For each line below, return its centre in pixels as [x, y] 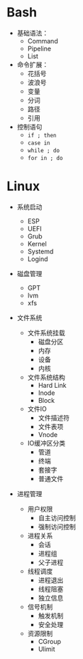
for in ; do [45, 158]
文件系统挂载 [46, 332]
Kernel [37, 243]
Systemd [40, 251]
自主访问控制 [57, 517]
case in [39, 143]
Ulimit [46, 649]
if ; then [42, 135]
